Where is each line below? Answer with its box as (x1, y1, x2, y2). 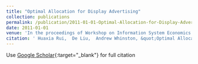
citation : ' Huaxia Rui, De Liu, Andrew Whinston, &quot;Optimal (6, 35, 176, 41)
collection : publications (6, 14, 70, 20)
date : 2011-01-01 (6, 24, 49, 31)
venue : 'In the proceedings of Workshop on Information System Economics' (6, 30, 194, 36)
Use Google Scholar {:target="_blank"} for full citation (6, 52, 136, 58)
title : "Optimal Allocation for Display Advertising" (6, 8, 141, 15)
